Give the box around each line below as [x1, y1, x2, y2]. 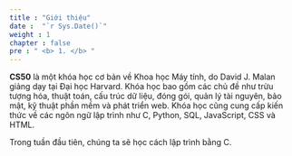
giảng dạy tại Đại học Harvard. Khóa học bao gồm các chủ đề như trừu [9, 81, 274, 92]
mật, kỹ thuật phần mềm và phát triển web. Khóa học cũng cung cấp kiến [9, 100, 284, 111]
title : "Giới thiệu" [9, 13, 92, 23]
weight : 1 [9, 30, 51, 39]
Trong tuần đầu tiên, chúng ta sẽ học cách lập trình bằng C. [9, 137, 232, 148]
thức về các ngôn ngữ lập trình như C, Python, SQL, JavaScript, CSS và [9, 110, 277, 121]
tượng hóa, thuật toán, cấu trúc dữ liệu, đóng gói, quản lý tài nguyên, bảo [9, 91, 283, 102]
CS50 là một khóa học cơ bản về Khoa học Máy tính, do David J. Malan [9, 71, 276, 82]
